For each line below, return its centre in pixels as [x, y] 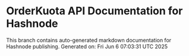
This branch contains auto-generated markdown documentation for [89, 40]
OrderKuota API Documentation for [94, 11]
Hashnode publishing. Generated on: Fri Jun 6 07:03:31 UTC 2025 [87, 46]
